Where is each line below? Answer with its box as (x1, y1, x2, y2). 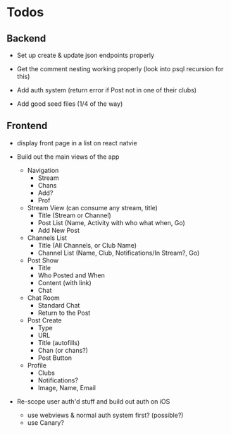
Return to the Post (37, 308, 91, 317)
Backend (6, 32, 46, 44)
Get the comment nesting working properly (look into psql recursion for (16, 65, 224, 73)
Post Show (27, 255, 59, 265)
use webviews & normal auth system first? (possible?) (27, 411, 184, 419)
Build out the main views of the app (16, 152, 120, 161)
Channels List (27, 234, 68, 242)
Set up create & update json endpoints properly (16, 51, 155, 59)
